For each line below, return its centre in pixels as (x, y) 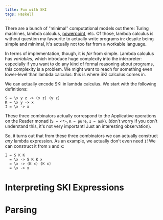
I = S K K (15, 155)
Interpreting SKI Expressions (65, 187)
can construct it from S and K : (35, 146)
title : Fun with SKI (26, 10)
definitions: (16, 89)
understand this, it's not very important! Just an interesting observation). (78, 126)
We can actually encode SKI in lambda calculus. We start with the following (81, 83)
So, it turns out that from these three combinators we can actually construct (81, 136)
